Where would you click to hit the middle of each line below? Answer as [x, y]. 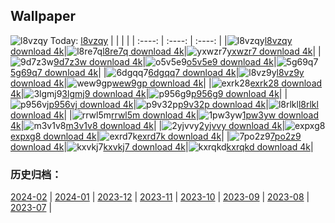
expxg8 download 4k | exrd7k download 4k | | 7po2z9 [156, 136]
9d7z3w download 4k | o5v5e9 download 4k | [165, 61]
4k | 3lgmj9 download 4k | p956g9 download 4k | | [149, 93]
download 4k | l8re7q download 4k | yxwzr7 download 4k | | [166, 51]
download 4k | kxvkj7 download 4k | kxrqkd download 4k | [162, 146]
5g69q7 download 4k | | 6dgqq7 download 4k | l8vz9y [157, 72]
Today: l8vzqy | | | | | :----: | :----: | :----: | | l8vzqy [171, 40]
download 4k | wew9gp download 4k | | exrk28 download [166, 83]
